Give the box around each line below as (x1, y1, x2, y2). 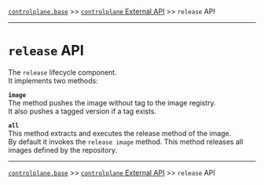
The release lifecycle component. (8, 67, 117, 77)
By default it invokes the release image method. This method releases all (8, 137, 244, 146)
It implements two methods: (8, 76, 98, 85)
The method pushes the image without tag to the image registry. (8, 98, 216, 107)
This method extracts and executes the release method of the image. (8, 128, 232, 138)
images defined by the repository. (8, 145, 118, 154)
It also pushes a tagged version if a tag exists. (8, 106, 157, 116)
